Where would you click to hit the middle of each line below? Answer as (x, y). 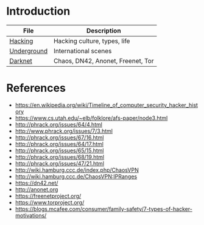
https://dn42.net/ (37, 183)
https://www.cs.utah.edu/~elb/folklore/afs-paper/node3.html (91, 118)
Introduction (38, 11)
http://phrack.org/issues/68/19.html (60, 157)
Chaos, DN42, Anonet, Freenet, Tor (104, 61)
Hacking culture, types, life (92, 41)
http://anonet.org (37, 189)
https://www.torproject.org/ (50, 202)
